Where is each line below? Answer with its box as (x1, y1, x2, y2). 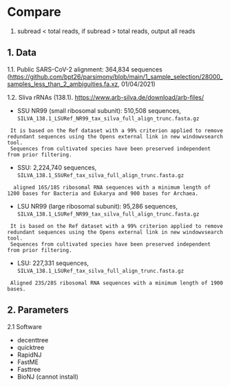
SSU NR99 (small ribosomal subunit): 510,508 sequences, (17, 106, 181, 114)
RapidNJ (17, 351, 42, 359)
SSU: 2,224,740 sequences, (17, 163, 97, 171)
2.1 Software (7, 322, 43, 331)
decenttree (17, 335, 49, 344)
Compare (7, 4, 62, 20)
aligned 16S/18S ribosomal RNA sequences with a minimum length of (13, 184, 211, 191)
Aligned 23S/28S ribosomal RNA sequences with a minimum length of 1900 (10, 280, 224, 286)
